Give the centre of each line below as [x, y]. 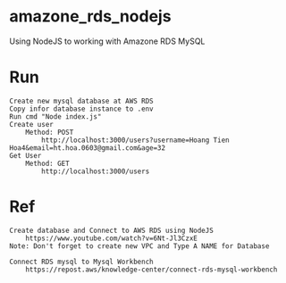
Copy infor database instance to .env [81, 109]
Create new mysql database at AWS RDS [81, 101]
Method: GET [47, 163]
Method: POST [50, 132]
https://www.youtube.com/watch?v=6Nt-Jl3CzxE [112, 238]
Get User [25, 155]
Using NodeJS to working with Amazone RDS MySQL [107, 41]
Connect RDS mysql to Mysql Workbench [81, 262]
